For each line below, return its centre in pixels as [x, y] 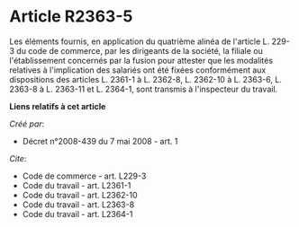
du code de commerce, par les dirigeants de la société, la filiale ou [140, 50]
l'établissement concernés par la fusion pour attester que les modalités [141, 60]
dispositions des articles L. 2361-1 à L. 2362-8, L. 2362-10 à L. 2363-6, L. [145, 79]
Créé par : [27, 124]
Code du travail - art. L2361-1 [77, 185]
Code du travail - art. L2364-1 [77, 214]
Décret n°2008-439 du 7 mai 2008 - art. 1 [100, 141]
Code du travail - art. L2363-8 [78, 205]
